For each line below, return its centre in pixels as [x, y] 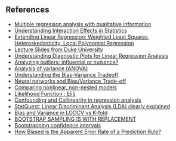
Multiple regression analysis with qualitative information [83, 24]
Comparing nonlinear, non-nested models [65, 87]
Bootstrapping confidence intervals [58, 125]
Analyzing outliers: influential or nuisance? [66, 62]
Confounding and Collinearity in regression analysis [78, 100]
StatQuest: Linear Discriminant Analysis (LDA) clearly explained [92, 106]
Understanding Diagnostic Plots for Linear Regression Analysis [91, 55]
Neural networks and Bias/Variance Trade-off [70, 81]
